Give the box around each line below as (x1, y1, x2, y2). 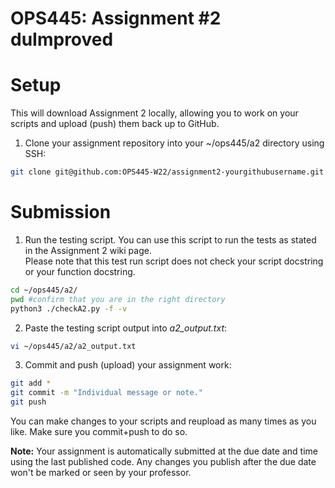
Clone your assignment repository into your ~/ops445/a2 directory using (24, 137, 325, 149)
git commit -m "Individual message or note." (10, 388, 203, 398)
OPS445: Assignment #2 (10, 7, 222, 30)
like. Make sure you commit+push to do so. (10, 426, 188, 438)
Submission (10, 201, 112, 224)
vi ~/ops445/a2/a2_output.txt (10, 341, 137, 351)
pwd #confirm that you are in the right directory (10, 294, 226, 304)
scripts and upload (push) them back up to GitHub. (10, 118, 220, 130)
